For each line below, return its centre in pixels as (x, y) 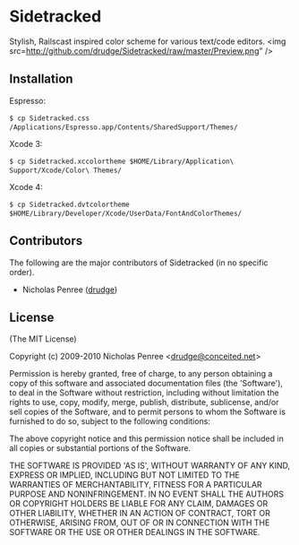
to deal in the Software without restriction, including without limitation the (144, 393)
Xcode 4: (26, 186)
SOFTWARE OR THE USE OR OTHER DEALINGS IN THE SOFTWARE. (135, 532)
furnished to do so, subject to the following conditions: (110, 421)
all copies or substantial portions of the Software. (100, 448)
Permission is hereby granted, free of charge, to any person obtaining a (141, 374)
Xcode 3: (26, 143)
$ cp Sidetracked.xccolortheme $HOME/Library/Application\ (122, 161)
